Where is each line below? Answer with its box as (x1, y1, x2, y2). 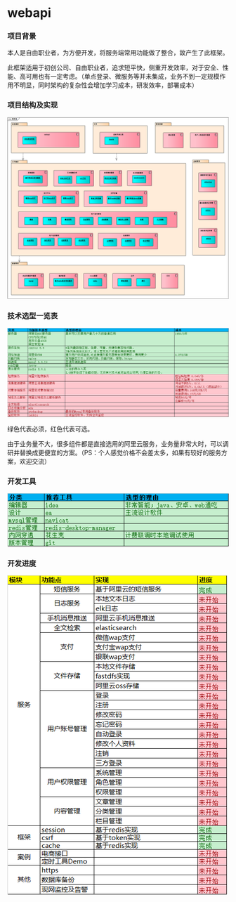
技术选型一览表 (7, 311, 58, 321)
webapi (7, 5, 51, 21)
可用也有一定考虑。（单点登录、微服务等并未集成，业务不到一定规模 (25, 72, 220, 81)
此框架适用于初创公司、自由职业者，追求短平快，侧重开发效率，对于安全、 (7, 63, 223, 72)
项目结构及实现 (7, 100, 58, 110)
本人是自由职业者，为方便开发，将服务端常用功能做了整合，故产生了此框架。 (7, 48, 229, 57)
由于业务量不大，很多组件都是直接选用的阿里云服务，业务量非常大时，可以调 (7, 439, 229, 447)
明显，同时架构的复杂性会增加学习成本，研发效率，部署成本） (19, 81, 198, 89)
